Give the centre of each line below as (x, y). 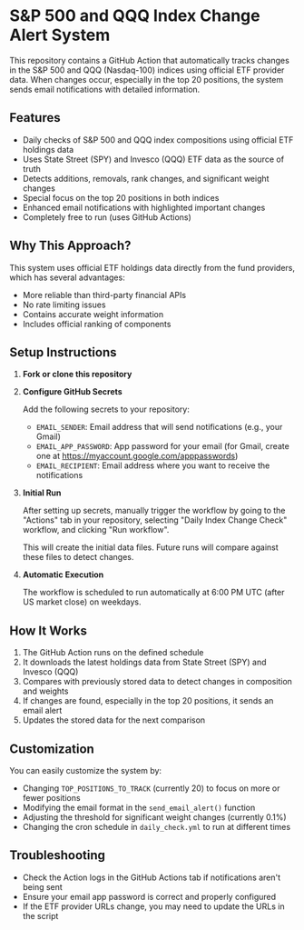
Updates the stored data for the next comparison (114, 720)
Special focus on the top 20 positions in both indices (121, 197)
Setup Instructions (63, 352)
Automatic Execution (63, 575)
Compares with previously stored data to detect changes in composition (157, 682)
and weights (45, 691)
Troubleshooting (58, 855)
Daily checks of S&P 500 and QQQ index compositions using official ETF (158, 140)
